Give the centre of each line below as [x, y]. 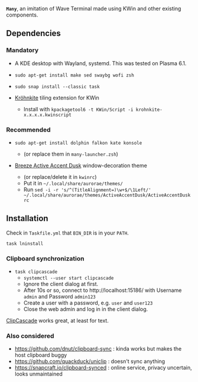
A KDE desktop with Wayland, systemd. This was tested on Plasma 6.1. [100, 63]
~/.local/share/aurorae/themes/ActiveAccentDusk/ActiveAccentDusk [107, 195]
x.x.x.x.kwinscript [48, 115]
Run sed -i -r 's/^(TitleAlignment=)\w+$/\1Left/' [87, 190]
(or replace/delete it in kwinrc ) [60, 176]
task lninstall [25, 243]
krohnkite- [149, 110]
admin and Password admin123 [59, 297]
